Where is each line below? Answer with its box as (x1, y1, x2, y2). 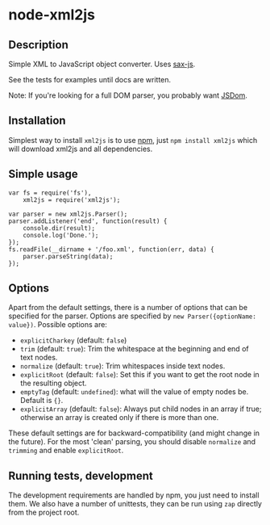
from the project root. (8, 507, 80, 518)
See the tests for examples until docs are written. (8, 75, 172, 84)
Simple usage (8, 167, 78, 181)
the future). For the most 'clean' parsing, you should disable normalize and (8, 437, 256, 447)
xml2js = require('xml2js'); (23, 195, 121, 204)
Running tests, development (8, 468, 153, 482)
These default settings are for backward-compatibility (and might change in (8, 428, 260, 438)
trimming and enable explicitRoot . (8, 446, 124, 456)
